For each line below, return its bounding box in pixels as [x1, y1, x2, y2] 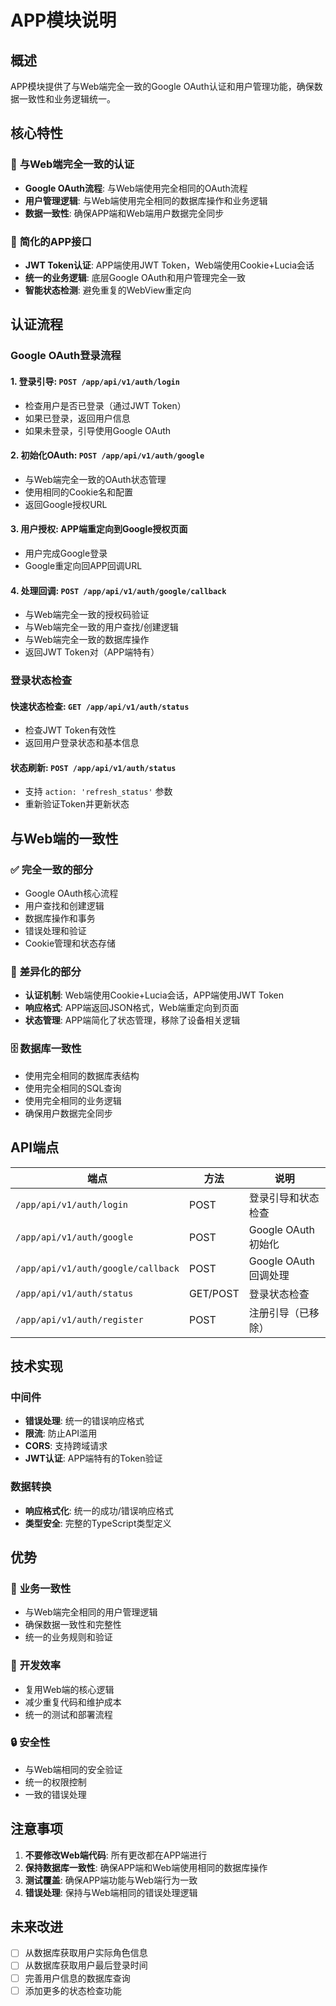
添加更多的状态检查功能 [24, 1984, 122, 1996]
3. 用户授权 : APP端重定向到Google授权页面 [10, 523, 188, 535]
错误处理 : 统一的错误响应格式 [24, 1415, 145, 1427]
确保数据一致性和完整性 [24, 1619, 122, 1631]
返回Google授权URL [24, 498, 108, 510]
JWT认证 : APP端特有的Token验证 [24, 1452, 163, 1465]
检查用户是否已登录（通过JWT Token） [24, 399, 187, 411]
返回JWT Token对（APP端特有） [24, 646, 160, 658]
